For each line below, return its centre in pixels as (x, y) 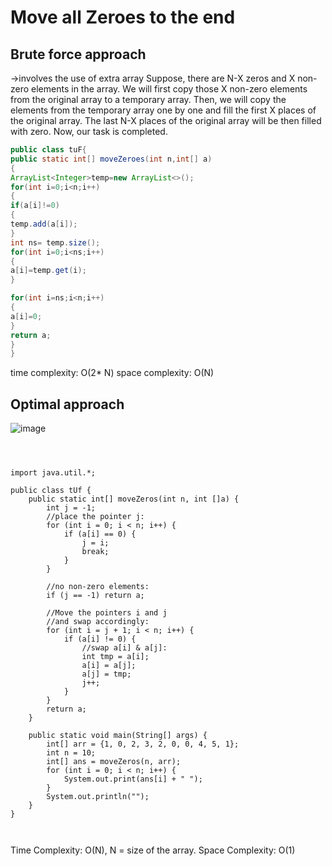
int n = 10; (71, 753)
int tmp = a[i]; (115, 657)
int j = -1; (71, 508)
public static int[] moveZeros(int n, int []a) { (134, 499)
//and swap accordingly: (98, 622)
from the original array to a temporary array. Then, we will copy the (148, 99)
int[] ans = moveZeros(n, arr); (114, 762)
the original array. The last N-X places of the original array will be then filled (166, 120)
